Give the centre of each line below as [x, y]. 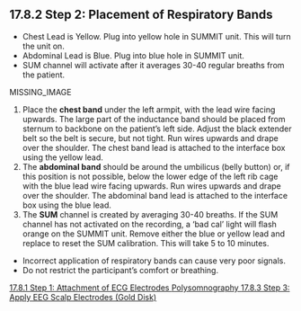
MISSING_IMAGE [40, 92]
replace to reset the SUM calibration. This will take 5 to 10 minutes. [146, 243]
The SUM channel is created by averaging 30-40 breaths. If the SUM [150, 214]
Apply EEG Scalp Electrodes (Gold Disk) [83, 297]
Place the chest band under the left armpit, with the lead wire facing [149, 109]
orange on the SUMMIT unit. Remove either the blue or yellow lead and [154, 234]
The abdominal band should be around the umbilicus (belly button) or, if [156, 166]
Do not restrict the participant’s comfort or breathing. [120, 270]
